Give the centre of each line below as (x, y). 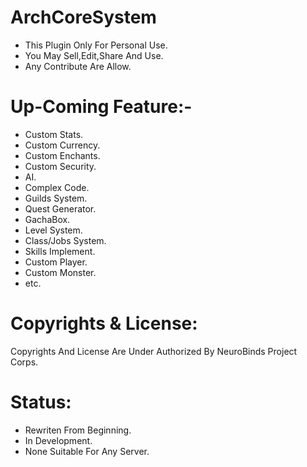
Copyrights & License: (104, 323)
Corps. (24, 362)
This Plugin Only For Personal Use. (96, 45)
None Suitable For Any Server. (87, 451)
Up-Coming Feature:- (101, 107)
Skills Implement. (60, 251)
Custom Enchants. (62, 155)
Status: (41, 402)
